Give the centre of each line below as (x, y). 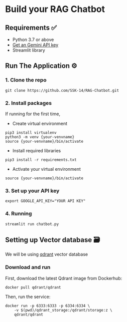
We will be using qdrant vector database (47, 254)
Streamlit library (29, 50)
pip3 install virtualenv (31, 133)
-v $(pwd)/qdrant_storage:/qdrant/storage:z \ (63, 310)
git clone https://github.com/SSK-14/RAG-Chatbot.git (62, 90)
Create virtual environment (40, 123)
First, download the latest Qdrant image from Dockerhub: (64, 278)
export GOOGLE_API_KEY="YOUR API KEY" (45, 201)
